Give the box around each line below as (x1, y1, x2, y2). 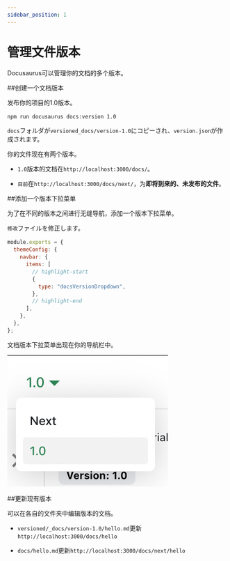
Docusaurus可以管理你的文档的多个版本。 (7, 68, 127, 77)
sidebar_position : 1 (7, 11, 67, 18)
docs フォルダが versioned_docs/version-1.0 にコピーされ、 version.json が (7, 126, 217, 135)
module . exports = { (7, 239, 64, 246)
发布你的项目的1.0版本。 (7, 98, 76, 107)
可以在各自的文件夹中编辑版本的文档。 (7, 509, 117, 517)
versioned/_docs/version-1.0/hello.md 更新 (17, 523, 142, 532)
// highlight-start (32, 268, 89, 275)
